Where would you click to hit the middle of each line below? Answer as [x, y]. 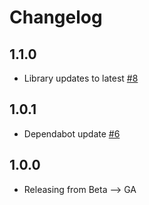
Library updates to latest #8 [81, 78]
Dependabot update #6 [72, 133]
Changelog [56, 17]
